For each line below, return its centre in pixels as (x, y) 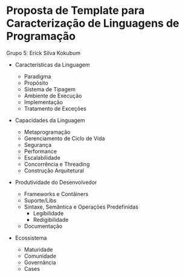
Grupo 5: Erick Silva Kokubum (43, 53)
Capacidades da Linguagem (50, 120)
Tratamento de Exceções (55, 108)
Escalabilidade (42, 157)
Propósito (36, 83)
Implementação (44, 102)
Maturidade (38, 249)
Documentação (43, 226)
